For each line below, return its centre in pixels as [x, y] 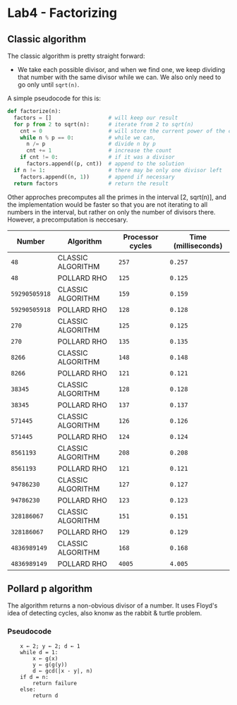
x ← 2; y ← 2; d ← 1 [50, 646]
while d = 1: [39, 652]
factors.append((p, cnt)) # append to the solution [105, 164]
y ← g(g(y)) [50, 665]
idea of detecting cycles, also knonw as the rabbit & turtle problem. [105, 613]
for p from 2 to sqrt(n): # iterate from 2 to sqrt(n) [104, 124]
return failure [55, 683]
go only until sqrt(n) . [48, 85]
